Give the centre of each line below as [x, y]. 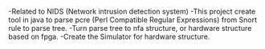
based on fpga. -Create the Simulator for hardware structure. [109, 36]
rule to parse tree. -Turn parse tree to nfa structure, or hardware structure [130, 28]
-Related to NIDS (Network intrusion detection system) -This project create [132, 11]
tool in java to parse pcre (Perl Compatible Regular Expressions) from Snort [132, 20]
